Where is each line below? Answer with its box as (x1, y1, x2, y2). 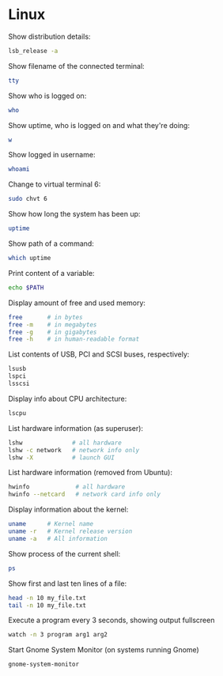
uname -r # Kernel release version (8, 527, 133, 535)
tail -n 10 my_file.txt (8, 601, 87, 610)
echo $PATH (8, 283, 44, 292)
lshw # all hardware (8, 439, 123, 447)
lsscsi (8, 380, 30, 388)
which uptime (8, 255, 51, 262)
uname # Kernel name (8, 520, 93, 528)
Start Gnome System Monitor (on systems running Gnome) (8, 645, 199, 655)
